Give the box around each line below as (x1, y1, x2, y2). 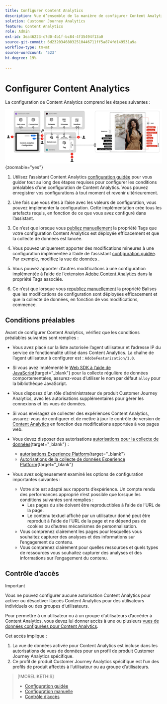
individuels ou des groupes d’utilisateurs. (5, 603, 89, 609)
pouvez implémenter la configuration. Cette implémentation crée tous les (12, 205, 162, 211)
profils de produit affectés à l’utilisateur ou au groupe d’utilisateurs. (12, 664, 150, 670)
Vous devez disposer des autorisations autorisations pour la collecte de (12, 436, 159, 442)
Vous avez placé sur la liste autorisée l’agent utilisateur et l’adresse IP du (12, 344, 161, 350)
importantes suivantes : (12, 476, 61, 482)
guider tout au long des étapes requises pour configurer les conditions (12, 179, 157, 185)
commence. (12, 302, 37, 308)
